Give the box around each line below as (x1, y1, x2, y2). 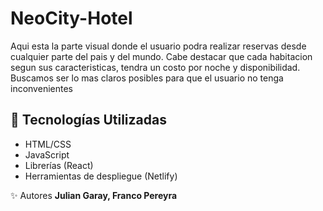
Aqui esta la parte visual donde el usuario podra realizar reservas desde (10, 40, 307, 52)
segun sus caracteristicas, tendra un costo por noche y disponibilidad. (10, 61, 301, 73)
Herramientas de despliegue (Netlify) (24, 170, 178, 182)
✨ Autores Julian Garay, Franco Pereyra (10, 189, 178, 201)
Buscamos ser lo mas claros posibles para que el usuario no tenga (10, 72, 284, 84)
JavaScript (24, 148, 70, 161)
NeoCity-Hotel (10, 7, 133, 30)
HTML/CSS (24, 138, 72, 150)
